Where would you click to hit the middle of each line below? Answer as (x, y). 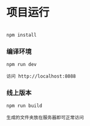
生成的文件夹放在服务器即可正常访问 (45, 118)
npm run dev (21, 65)
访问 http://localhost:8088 (41, 76)
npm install (21, 35)
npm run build (24, 106)
